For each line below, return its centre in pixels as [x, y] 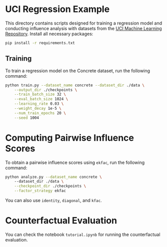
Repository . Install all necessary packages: [49, 34]
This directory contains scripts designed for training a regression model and [83, 23]
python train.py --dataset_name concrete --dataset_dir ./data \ [75, 85]
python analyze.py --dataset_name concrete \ [53, 177]
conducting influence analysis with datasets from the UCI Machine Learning [83, 28]
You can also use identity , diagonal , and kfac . [53, 200]
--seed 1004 [27, 118]
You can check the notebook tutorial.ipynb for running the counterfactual [83, 234]
